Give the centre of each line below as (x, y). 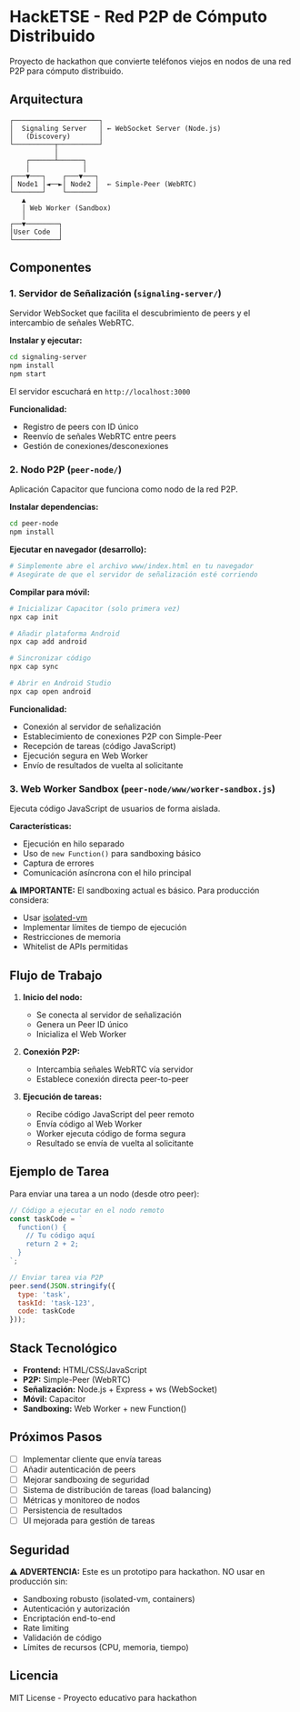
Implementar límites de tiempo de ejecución (105, 927)
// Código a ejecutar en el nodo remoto (87, 1210)
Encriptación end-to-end (69, 1618)
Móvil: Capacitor (54, 1398)
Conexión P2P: (51, 1051)
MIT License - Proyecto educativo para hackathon (103, 1697)
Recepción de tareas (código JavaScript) (99, 746)
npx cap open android (50, 691)
